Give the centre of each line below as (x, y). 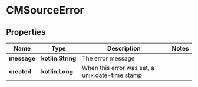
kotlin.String (59, 58)
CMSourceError (45, 10)
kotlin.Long (57, 71)
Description (124, 48)
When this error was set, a (118, 68)
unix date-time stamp (112, 75)
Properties (26, 32)
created (20, 71)
